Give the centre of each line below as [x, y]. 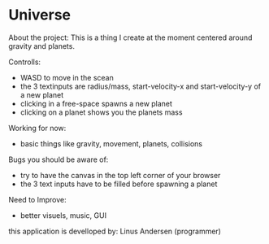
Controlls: [25, 62]
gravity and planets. [42, 46]
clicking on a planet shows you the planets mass [101, 112]
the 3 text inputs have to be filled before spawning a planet [119, 184]
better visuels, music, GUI [63, 215]
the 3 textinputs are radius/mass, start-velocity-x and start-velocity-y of [141, 86]
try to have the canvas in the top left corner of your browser [120, 175]
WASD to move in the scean [67, 77]
